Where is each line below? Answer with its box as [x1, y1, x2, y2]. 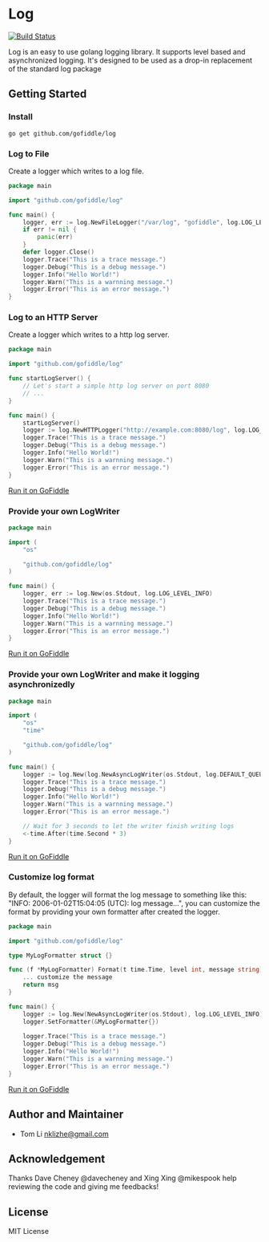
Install [8, 112, 34, 123]
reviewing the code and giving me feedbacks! [8, 1182, 159, 1191]
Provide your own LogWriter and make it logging [8, 669, 200, 680]
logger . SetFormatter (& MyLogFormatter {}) [22, 1017, 159, 1025]
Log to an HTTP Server [8, 312, 98, 323]
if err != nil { [22, 225, 78, 233]
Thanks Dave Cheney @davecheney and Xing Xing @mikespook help [8, 1173, 238, 1183]
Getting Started [8, 87, 87, 101]
